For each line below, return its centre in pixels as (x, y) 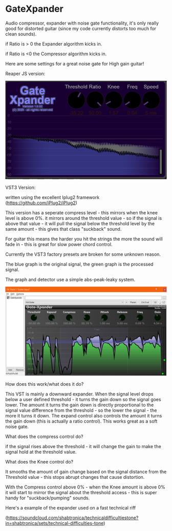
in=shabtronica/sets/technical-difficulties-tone (55, 523)
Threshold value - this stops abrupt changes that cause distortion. (75, 477)
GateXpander (35, 9)
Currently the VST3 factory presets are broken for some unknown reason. (83, 254)
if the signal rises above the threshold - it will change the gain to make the (83, 446)
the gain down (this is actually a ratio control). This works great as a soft (81, 421)
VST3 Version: (20, 188)
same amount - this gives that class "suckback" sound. (63, 229)
